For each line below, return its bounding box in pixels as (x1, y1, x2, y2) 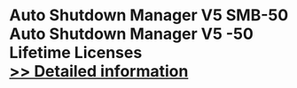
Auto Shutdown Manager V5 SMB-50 (9, 5, 289, 26)
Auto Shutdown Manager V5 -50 (9, 24, 254, 44)
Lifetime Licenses (9, 43, 143, 62)
